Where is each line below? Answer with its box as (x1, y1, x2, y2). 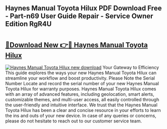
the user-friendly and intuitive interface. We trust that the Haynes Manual (5, 102, 158, 108)
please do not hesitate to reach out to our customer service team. (5, 118, 142, 124)
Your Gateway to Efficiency (102, 64, 159, 70)
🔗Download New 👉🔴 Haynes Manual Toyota (5, 40, 148, 49)
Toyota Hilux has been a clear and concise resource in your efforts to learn (5, 107, 161, 113)
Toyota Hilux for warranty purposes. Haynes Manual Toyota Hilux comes (5, 86, 156, 92)
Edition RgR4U (5, 20, 52, 28)
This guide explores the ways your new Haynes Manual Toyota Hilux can (5, 70, 157, 76)
